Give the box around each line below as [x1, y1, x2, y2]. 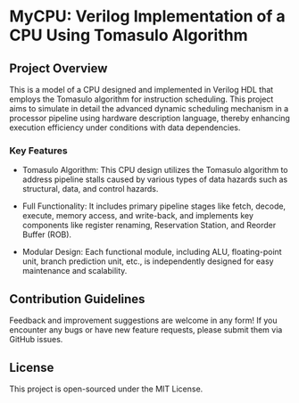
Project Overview [9, 61, 108, 76]
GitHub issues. [9, 334, 63, 345]
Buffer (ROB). [21, 229, 72, 240]
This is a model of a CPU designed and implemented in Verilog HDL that [9, 85, 274, 95]
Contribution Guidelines [9, 292, 145, 307]
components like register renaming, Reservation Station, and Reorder [21, 220, 277, 231]
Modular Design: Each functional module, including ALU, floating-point [21, 247, 283, 258]
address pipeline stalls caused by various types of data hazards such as [21, 174, 288, 185]
